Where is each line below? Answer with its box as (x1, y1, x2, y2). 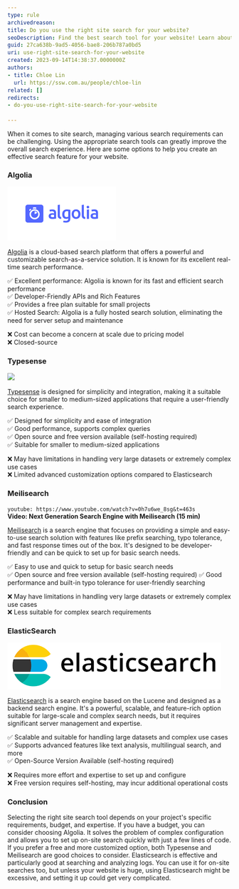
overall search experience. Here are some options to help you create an (7, 145, 218, 153)
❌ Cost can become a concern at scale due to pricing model (7, 330, 184, 338)
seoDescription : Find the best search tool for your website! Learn (7, 34, 215, 41)
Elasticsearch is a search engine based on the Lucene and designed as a (7, 697, 221, 705)
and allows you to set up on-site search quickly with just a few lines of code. (7, 836, 231, 844)
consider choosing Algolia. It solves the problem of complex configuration (7, 828, 224, 837)
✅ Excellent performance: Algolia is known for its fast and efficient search (7, 276, 224, 285)
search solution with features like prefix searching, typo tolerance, (28, 533, 223, 541)
